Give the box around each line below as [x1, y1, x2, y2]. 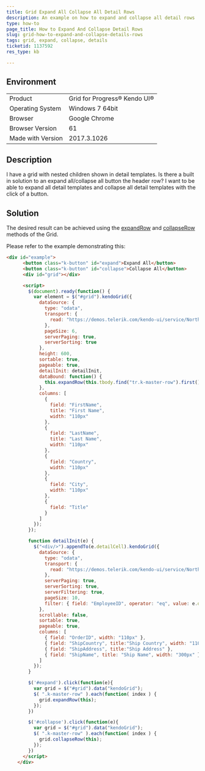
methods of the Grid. [6, 231, 59, 238]
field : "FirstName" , [49, 402, 103, 408]
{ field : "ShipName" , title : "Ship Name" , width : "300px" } [45, 652, 201, 658]
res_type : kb [6, 49, 40, 55]
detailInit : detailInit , [38, 367, 103, 374]
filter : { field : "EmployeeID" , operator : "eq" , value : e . [45, 600, 198, 607]
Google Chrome [68, 114, 115, 122]
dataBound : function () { [38, 374, 103, 380]
